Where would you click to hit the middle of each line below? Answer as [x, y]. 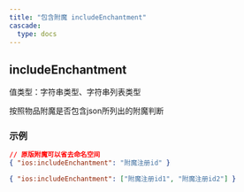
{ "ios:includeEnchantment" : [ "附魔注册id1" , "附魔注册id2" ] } [123, 179]
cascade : [25, 26]
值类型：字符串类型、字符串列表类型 [75, 92]
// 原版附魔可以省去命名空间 [55, 155]
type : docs [37, 34]
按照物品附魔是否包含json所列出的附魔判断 [87, 111]
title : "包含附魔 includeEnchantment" [78, 17]
